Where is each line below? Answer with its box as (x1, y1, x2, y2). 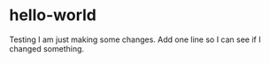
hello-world (9, 5, 97, 25)
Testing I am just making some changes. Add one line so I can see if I (9, 34, 261, 45)
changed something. (9, 43, 85, 53)
